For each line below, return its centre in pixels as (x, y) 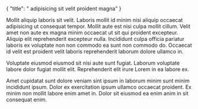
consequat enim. (27, 100)
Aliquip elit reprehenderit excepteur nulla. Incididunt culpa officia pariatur (95, 39)
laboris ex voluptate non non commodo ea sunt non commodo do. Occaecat (99, 45)
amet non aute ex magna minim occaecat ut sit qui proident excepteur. (92, 33)
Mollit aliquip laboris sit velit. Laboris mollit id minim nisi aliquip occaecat (95, 20)
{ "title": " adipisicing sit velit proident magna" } (64, 9)
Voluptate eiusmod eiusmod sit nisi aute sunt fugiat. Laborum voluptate (93, 63)
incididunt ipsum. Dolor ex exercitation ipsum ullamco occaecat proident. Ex (99, 87)
